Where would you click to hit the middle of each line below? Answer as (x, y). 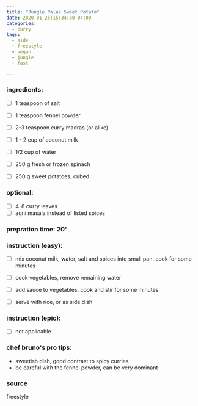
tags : (13, 35)
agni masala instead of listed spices (60, 213)
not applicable (33, 332)
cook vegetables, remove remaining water (68, 277)
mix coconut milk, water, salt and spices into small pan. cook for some (104, 259)
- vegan (22, 52)
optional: (20, 193)
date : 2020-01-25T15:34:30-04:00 (49, 18)
